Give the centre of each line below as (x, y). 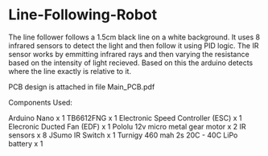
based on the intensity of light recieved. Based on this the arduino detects (131, 63)
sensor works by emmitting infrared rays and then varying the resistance (129, 54)
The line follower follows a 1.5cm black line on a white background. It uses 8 (134, 37)
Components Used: (40, 102)
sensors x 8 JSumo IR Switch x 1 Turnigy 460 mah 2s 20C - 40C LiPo (123, 135)
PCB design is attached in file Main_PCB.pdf (82, 87)
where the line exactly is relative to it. (70, 71)
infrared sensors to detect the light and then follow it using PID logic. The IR (134, 45)
